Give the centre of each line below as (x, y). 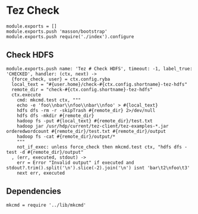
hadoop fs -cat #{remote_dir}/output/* (66, 137)
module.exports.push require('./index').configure (70, 36)
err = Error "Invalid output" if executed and (76, 162)
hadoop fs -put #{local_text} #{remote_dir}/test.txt (85, 121)
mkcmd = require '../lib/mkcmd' (46, 205)
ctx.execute (26, 95)
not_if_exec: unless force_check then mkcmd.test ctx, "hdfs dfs (100, 147)
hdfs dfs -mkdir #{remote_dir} (56, 116)
